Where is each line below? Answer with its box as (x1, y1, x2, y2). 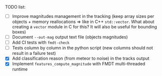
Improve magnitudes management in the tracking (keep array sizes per (12, 13, 155, 19)
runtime (12, 66, 28, 72)
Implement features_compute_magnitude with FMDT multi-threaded (12, 61, 145, 67)
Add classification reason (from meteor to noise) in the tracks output (12, 55, 150, 62)
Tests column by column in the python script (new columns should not (12, 45, 153, 51)
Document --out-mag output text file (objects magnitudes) (12, 34, 128, 40)
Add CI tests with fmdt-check (12, 39, 70, 45)
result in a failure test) (12, 51, 56, 56)
